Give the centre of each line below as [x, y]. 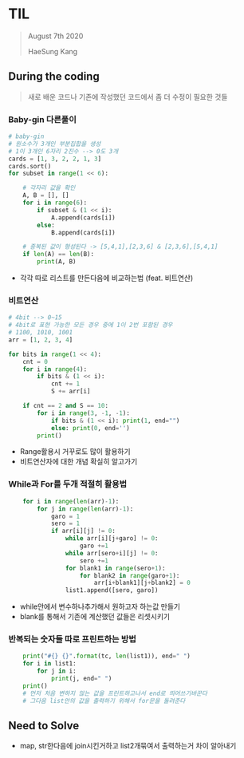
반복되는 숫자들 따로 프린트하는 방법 [73, 639]
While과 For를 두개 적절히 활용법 [68, 484]
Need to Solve [44, 726]
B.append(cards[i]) [83, 232]
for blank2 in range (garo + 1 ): [130, 575]
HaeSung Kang [53, 51]
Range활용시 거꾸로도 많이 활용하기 [75, 452]
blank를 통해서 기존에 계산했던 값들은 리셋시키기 [94, 617]
